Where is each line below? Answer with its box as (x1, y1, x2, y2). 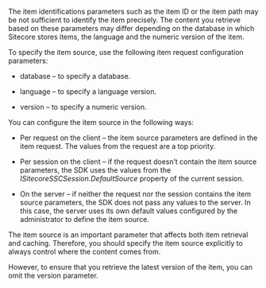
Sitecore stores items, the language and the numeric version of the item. (8, 32, 245, 41)
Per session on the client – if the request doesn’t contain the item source (19, 157, 257, 166)
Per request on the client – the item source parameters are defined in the (19, 133, 258, 142)
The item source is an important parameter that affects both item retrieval (8, 230, 249, 239)
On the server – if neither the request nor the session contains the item (19, 189, 252, 198)
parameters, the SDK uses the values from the (19, 165, 172, 174)
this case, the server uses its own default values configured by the (19, 206, 238, 216)
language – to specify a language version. (19, 87, 157, 96)
